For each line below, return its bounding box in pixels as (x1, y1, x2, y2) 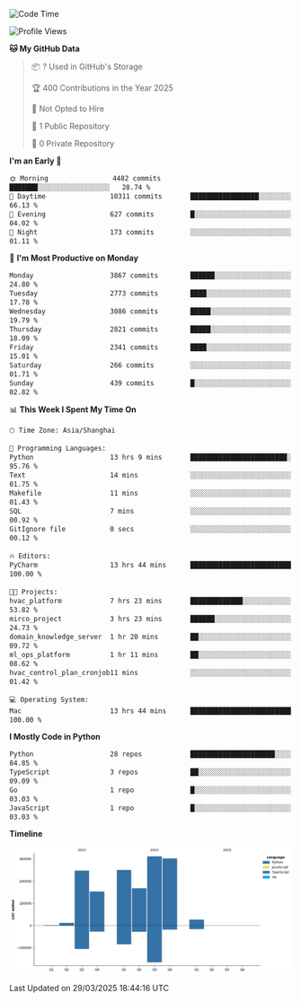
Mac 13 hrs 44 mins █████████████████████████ (9, 707, 292, 716)
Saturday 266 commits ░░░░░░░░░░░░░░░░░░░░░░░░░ (9, 361, 292, 370)
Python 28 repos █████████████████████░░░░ (9, 750, 292, 759)
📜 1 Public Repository (31, 121, 110, 131)
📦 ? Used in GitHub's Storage (31, 61, 144, 72)
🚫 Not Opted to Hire (31, 103, 105, 114)
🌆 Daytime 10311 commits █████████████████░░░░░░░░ (9, 192, 292, 201)
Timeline (9, 829, 43, 839)
